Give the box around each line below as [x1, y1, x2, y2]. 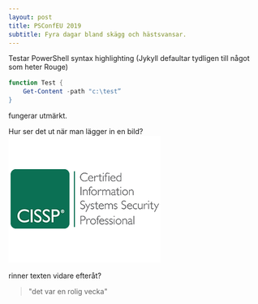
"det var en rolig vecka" [28, 287, 108, 296]
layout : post [8, 13, 53, 21]
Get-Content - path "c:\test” [23, 88, 122, 96]
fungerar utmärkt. [8, 111, 67, 120]
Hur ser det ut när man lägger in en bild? [8, 127, 144, 136]
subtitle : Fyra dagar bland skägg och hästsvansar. [8, 30, 187, 38]
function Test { [8, 79, 63, 87]
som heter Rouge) [8, 62, 69, 72]
